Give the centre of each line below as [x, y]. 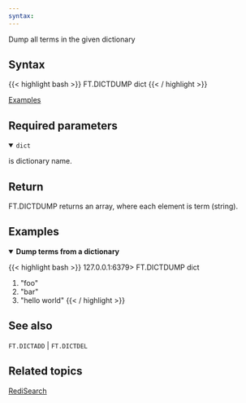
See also [30, 326]
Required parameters [63, 126]
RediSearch [28, 391]
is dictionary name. [41, 161]
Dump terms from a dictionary [68, 251]
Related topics [45, 371]
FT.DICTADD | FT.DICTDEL [48, 345]
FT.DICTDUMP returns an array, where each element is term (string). [123, 206]
